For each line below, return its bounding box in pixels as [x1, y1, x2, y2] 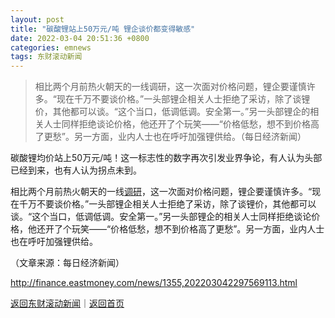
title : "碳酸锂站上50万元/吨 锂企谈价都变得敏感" [10, 24, 196, 34]
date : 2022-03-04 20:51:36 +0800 [10, 33, 150, 43]
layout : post [10, 14, 65, 25]
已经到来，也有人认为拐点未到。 [10, 164, 142, 176]
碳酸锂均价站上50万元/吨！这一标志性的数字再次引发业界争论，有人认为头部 [10, 152, 323, 164]
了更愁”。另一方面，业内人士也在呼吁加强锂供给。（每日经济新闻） [34, 131, 307, 143]
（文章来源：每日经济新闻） [10, 257, 125, 269]
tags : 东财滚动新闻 [10, 52, 83, 62]
